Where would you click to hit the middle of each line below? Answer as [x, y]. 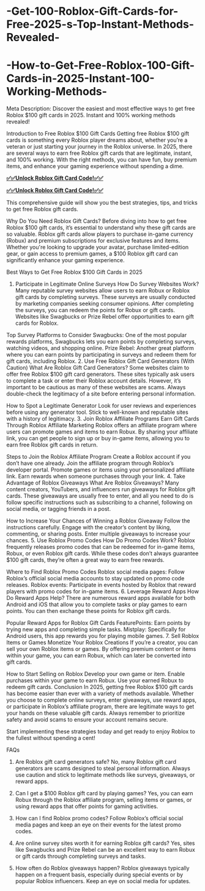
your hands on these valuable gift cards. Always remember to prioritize [96, 713]
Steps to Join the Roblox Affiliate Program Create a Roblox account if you [99, 457]
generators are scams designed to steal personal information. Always [103, 768]
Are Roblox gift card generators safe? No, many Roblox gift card [95, 762]
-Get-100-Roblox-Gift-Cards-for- [92, 11]
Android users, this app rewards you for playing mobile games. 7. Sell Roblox [103, 636]
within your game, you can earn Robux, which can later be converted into [99, 656]
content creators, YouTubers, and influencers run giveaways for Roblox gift [101, 489]
